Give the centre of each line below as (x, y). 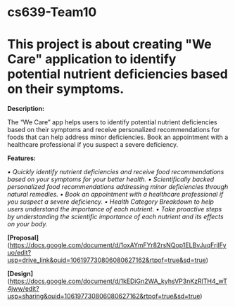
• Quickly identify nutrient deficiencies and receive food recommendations (116, 172)
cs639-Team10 (52, 12)
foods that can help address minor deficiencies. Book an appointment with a (118, 137)
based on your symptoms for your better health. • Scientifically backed (111, 179)
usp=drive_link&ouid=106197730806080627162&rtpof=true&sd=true (107, 260)
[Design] (20, 274)
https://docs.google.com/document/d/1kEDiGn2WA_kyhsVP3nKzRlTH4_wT (118, 281)
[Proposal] (23, 238)
